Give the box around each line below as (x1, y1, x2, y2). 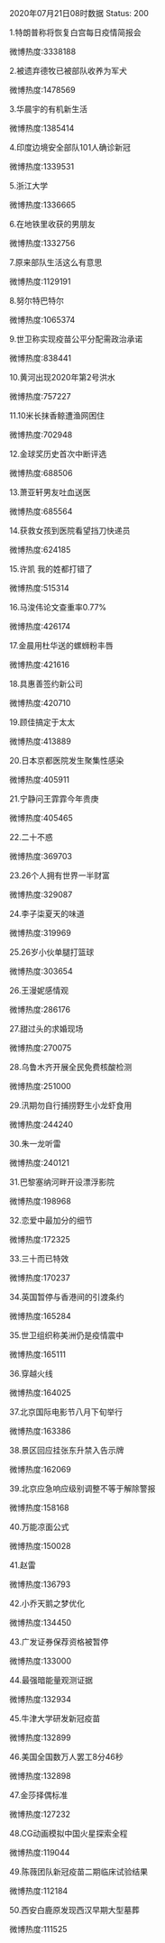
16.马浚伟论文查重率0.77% (9, 602, 107, 612)
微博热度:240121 (9, 1158, 70, 1168)
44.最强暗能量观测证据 (9, 1675, 93, 1685)
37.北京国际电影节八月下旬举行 (9, 1407, 124, 1417)
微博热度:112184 (9, 1885, 69, 1896)
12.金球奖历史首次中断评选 (9, 449, 107, 459)
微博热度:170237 (9, 1272, 70, 1283)
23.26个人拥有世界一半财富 (9, 870, 111, 881)
